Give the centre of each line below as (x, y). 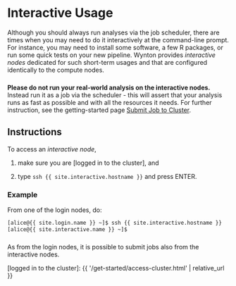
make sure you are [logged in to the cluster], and (88, 163)
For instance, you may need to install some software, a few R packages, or (115, 47)
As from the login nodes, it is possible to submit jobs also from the (103, 247)
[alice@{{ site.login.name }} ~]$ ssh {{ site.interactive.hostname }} (114, 223)
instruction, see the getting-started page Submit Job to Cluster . (99, 110)
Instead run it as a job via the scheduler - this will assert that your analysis (115, 95)
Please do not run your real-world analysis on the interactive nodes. (109, 87)
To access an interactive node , (52, 149)
